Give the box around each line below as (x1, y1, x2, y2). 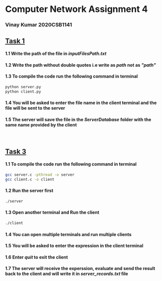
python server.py (5, 84, 41, 89)
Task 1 (5, 36, 25, 45)
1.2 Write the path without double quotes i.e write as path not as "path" (5, 62, 156, 68)
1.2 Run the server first (5, 188, 54, 194)
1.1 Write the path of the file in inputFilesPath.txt (5, 51, 107, 57)
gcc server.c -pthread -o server (5, 172, 75, 177)
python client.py (5, 89, 41, 94)
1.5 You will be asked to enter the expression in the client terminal (5, 243, 144, 249)
